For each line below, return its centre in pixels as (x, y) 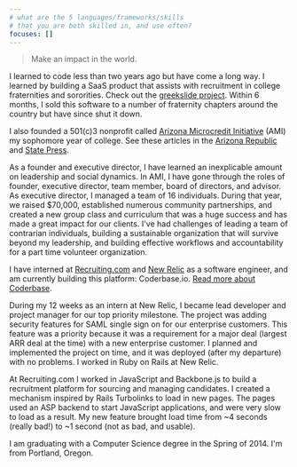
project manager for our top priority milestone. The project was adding (138, 315)
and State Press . (39, 150)
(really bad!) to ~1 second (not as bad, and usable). (102, 426)
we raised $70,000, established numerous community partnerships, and (141, 205)
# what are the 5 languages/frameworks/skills (97, 17)
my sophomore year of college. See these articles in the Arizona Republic (143, 141)
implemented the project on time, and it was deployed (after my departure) (145, 352)
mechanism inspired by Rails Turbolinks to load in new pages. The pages (142, 398)
